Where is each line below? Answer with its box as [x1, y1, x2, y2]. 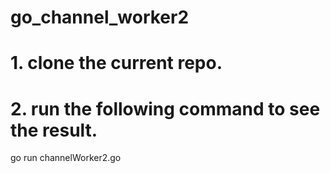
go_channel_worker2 [10, 6, 190, 29]
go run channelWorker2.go [10, 152, 122, 164]
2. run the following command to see [10, 97, 321, 120]
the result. [10, 119, 98, 141]
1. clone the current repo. [10, 52, 223, 75]
